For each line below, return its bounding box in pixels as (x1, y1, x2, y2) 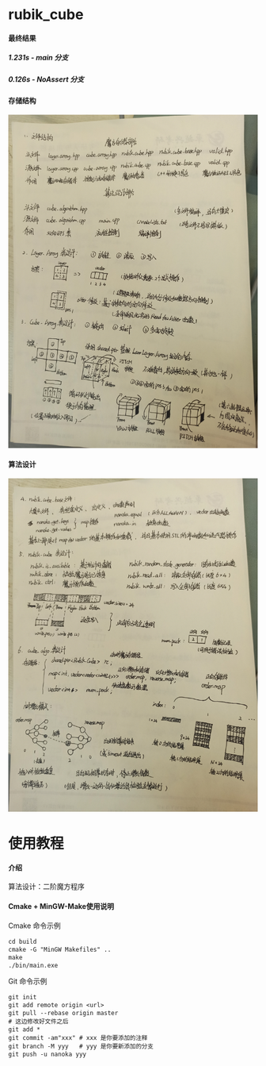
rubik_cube (8, 6, 84, 24)
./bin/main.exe (8, 961, 59, 969)
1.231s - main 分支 (8, 53, 69, 63)
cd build (8, 937, 37, 945)
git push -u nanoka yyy (8, 1050, 87, 1058)
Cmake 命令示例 (8, 921, 61, 930)
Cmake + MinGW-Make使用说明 (8, 901, 115, 910)
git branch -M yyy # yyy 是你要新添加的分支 (8, 1042, 154, 1050)
